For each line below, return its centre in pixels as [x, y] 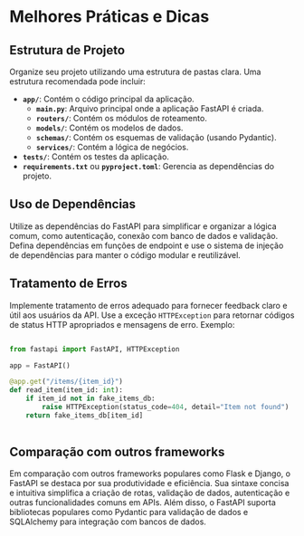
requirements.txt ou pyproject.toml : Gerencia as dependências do [148, 166]
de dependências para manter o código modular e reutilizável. [125, 254]
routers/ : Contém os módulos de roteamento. [122, 118]
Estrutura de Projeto [67, 50]
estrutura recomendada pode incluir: [78, 81]
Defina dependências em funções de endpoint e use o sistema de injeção [147, 245]
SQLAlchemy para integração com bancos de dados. [108, 522]
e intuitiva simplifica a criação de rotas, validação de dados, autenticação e [150, 493]
